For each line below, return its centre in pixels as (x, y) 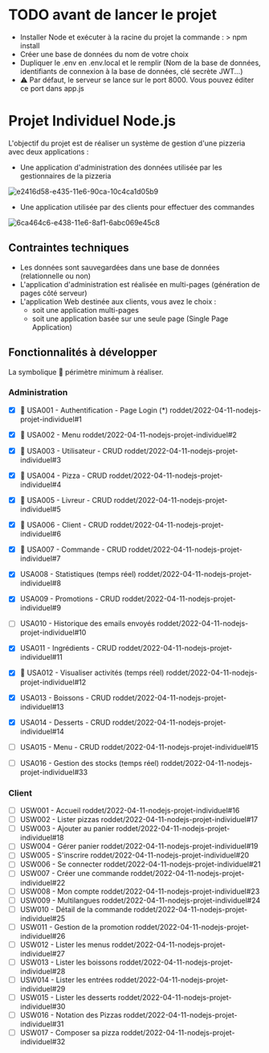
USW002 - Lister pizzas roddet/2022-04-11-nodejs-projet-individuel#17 (139, 820)
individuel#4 (41, 485)
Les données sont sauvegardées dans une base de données (120, 267)
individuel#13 (42, 706)
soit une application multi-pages (85, 310)
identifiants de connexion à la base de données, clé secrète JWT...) (131, 71)
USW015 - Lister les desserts (68, 997)
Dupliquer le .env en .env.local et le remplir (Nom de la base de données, (140, 63)
